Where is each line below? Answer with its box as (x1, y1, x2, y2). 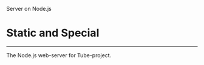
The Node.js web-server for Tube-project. (6, 51, 112, 59)
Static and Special (6, 26, 100, 40)
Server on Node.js (6, 5, 52, 12)
